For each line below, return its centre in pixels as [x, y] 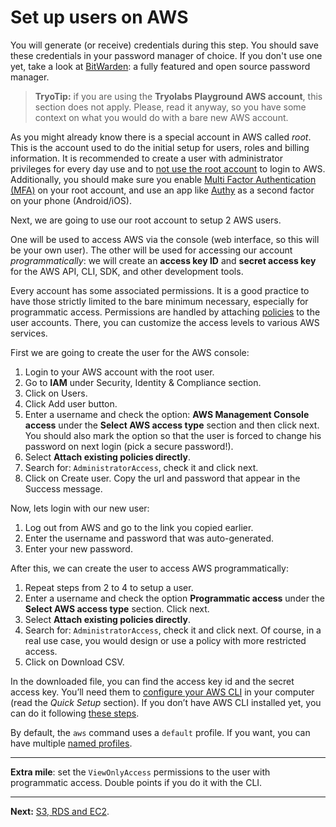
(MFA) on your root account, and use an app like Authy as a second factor [162, 190]
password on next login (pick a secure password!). [129, 446]
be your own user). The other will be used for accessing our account [151, 250]
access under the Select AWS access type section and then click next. [172, 425]
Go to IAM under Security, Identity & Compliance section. [143, 382]
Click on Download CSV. [74, 662]
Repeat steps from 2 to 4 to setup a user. [109, 587]
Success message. [63, 488]
